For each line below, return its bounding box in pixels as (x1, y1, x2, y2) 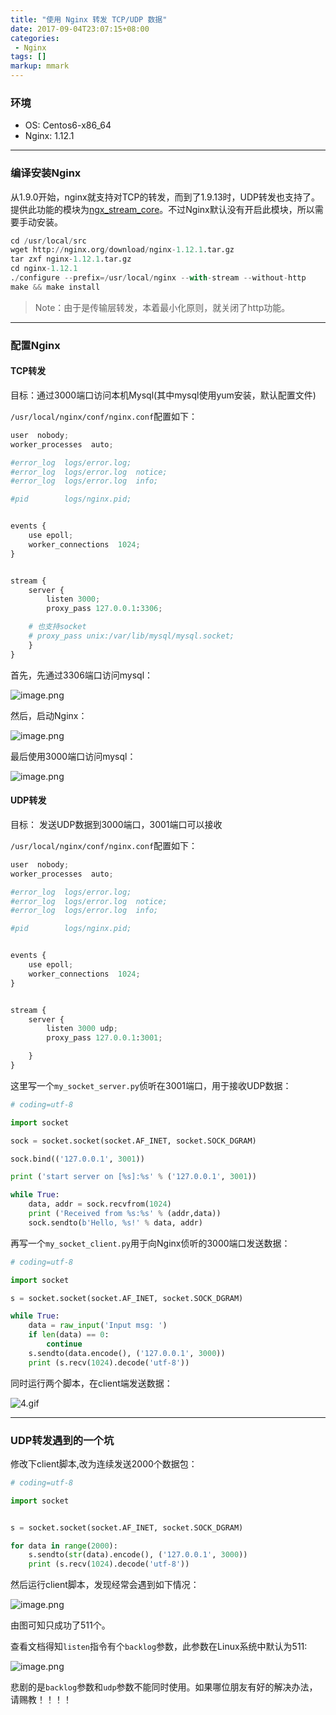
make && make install (10, 282, 101, 292)
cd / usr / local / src (10, 236, 87, 246)
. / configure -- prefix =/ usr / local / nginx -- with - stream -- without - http (10, 273, 307, 283)
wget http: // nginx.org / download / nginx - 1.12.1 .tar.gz (10, 245, 235, 255)
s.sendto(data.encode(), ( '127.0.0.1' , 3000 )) (28, 1348, 226, 1358)
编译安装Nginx (10, 166, 82, 180)
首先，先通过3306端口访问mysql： (10, 669, 154, 681)
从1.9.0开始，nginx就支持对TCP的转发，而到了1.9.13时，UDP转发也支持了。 (10, 191, 321, 203)
